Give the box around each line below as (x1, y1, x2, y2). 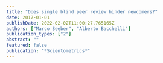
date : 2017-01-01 (6, 14, 50, 20)
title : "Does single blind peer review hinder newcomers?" (6, 8, 158, 15)
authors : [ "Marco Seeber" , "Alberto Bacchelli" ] (6, 25, 131, 32)
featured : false (6, 43, 47, 49)
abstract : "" (6, 37, 39, 43)
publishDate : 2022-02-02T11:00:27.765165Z (6, 20, 115, 26)
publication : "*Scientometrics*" (6, 48, 91, 54)
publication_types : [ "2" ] (6, 31, 71, 37)
